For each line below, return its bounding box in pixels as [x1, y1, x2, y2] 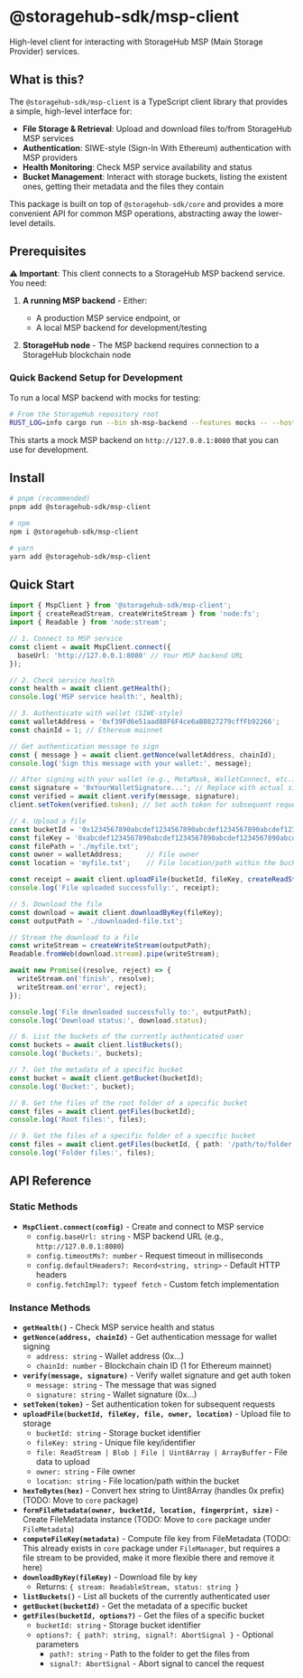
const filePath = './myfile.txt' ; [9, 842, 140, 851]
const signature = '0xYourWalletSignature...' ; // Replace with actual [9, 784, 284, 793]
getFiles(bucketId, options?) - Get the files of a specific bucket [22, 1609, 265, 1620]
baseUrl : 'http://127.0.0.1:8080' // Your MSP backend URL [17, 651, 244, 660]
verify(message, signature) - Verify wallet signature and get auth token [22, 1370, 291, 1381]
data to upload [35, 1456, 90, 1466]
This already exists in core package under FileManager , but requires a [22, 1542, 281, 1553]
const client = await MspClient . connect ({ [9, 642, 171, 652]
